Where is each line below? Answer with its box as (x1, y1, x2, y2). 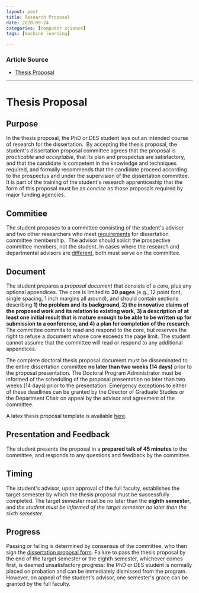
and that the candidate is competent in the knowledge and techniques (6, 160, 177, 167)
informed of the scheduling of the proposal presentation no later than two (6, 376, 185, 383)
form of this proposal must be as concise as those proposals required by (6, 185, 184, 192)
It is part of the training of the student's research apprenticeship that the (6, 178, 183, 186)
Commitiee (6, 208, 47, 218)
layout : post (6, 8, 38, 15)
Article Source (6, 56, 49, 64)
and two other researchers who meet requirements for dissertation (6, 231, 169, 238)
